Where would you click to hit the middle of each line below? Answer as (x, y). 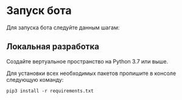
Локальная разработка (53, 47)
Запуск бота (39, 11)
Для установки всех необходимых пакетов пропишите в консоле (91, 73)
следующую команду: (35, 79)
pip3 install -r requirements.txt (50, 91)
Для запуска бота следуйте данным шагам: (63, 27)
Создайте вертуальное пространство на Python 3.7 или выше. (87, 61)
